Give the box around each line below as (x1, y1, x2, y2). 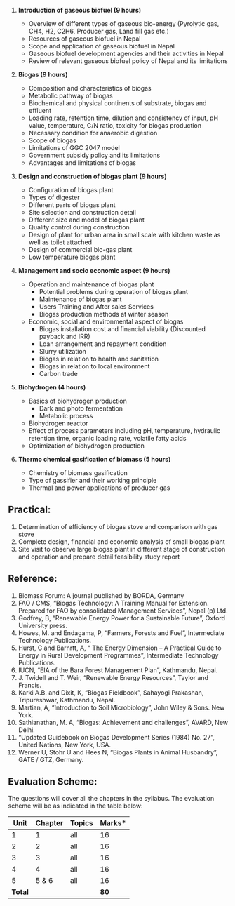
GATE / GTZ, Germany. (18, 755, 84, 764)
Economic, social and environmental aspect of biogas (28, 317, 184, 326)
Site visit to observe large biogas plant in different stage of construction (18, 545, 226, 553)
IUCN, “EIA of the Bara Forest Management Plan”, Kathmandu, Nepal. (18, 666, 218, 674)
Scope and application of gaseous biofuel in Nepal (28, 42, 175, 50)
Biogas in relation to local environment (39, 362, 150, 371)
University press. (18, 621, 67, 629)
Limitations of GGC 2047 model (28, 144, 120, 152)
